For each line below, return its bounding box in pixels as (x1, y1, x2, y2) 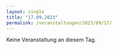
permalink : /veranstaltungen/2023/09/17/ (6, 20, 113, 26)
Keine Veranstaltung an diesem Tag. (6, 36, 96, 44)
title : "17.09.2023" (6, 14, 59, 20)
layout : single (6, 8, 45, 15)
